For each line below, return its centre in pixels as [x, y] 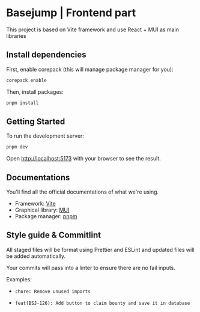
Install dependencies [46, 55]
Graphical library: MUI [42, 210]
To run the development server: [45, 136]
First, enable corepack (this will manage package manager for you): [90, 69]
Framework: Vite [35, 203]
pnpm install [23, 103]
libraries [16, 35]
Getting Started [36, 121]
